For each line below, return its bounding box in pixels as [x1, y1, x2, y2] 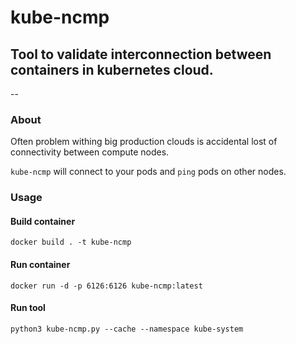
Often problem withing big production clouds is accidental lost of [10, 136, 278, 148]
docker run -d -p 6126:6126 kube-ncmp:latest [10, 281, 203, 291]
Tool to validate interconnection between [10, 46, 272, 63]
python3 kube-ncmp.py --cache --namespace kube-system [10, 324, 244, 334]
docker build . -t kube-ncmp [10, 237, 132, 248]
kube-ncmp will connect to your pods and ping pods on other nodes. [10, 166, 287, 178]
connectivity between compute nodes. [10, 146, 170, 158]
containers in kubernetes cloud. [10, 61, 214, 78]
